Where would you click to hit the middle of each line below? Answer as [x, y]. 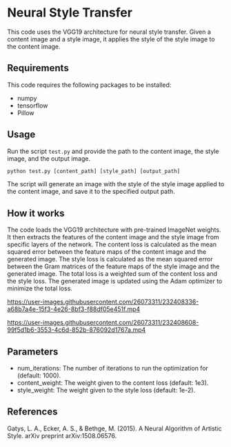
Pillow [26, 112]
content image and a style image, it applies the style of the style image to [111, 39]
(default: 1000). [39, 376]
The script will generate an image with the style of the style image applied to [116, 184]
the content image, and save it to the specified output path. [91, 192]
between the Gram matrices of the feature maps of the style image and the [113, 266]
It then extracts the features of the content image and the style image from [113, 237]
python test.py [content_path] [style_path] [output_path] [94, 171]
